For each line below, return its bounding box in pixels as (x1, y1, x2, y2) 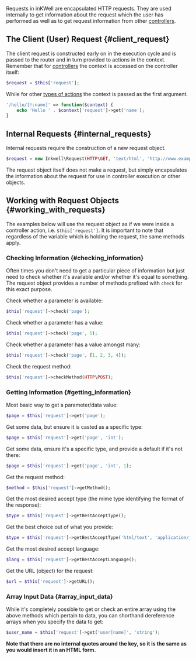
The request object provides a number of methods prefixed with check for (6, 279, 183, 286)
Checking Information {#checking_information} (6, 254, 144, 262)
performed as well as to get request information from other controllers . (6, 18, 176, 24)
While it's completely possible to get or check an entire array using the (6, 606, 176, 613)
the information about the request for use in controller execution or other (6, 173, 181, 179)
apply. (6, 239, 21, 246)
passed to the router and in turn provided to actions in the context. (6, 56, 166, 63)
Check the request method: (6, 363, 72, 370)
